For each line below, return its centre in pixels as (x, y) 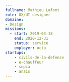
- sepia (22, 67)
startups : (16, 52)
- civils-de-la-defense (39, 57)
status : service (31, 43)
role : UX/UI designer (28, 15)
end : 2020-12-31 (31, 39)
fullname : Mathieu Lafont (32, 10)
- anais (22, 72)
